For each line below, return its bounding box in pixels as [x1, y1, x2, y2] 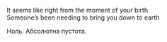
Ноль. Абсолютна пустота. [6, 27, 87, 35]
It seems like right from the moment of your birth [6, 6, 149, 14]
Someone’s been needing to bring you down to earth [6, 13, 160, 22]
